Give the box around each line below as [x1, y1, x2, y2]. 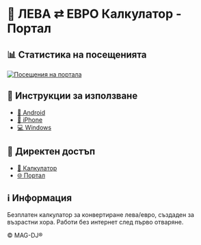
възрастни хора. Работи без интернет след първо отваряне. [7, 218, 184, 227]
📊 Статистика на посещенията [7, 49, 147, 60]
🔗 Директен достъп [7, 146, 96, 157]
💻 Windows [16, 123, 52, 131]
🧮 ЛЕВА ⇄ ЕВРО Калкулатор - [7, 6, 182, 22]
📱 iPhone [16, 116, 43, 124]
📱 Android [16, 108, 46, 116]
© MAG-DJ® [7, 231, 43, 240]
